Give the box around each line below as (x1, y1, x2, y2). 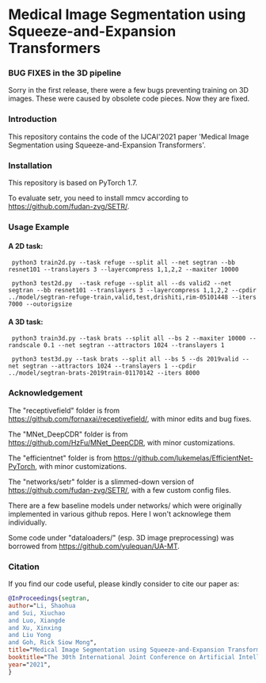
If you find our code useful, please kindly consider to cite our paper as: (8, 579, 240, 588)
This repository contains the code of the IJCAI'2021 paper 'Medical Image (8, 132, 249, 141)
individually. (8, 517, 47, 527)
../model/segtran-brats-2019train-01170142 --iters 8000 (8, 369, 200, 377)
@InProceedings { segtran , (8, 594, 90, 602)
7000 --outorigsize (8, 300, 73, 308)
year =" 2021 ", (8, 660, 51, 669)
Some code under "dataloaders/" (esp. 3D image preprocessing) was (8, 532, 234, 542)
